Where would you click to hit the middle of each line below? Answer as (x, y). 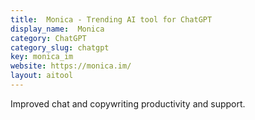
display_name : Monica (57, 29)
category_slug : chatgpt (60, 47)
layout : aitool (42, 76)
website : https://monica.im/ (71, 66)
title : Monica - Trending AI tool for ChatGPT (111, 19)
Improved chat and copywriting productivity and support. (128, 103)
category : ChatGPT (48, 38)
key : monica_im (42, 57)
